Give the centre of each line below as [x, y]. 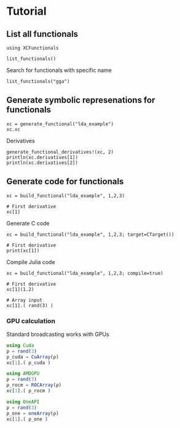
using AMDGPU [23, 374]
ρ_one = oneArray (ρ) [33, 413]
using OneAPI [23, 402]
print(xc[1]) [23, 251]
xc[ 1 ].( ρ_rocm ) [29, 391]
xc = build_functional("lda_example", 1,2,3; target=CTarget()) [90, 235]
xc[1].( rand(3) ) [30, 305]
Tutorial [27, 11]
